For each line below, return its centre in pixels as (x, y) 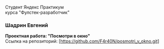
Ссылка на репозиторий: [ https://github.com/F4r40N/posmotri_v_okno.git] (82, 41)
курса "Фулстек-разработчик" (37, 12)
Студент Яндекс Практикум (35, 7)
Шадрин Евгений (27, 25)
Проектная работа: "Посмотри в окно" (48, 36)
